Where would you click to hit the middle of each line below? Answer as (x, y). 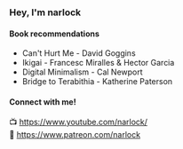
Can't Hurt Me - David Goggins (79, 53)
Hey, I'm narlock (45, 12)
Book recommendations (55, 34)
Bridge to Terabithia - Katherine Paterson (97, 82)
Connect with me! (43, 102)
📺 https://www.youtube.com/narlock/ (79, 122)
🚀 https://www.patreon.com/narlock (75, 135)
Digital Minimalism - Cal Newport (83, 72)
